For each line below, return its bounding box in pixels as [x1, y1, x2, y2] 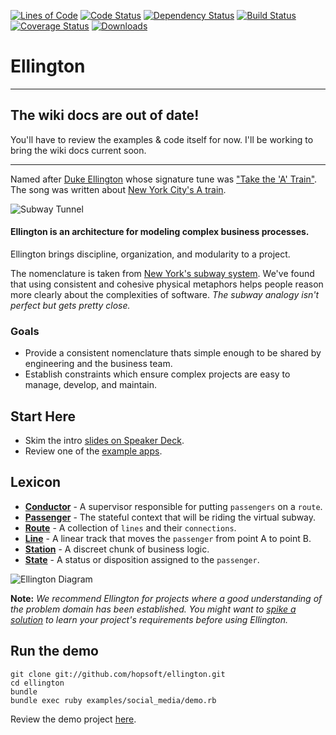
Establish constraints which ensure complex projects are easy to [24, 368, 291, 380]
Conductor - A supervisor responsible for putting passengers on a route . [24, 500, 323, 512]
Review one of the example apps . [24, 445, 163, 457]
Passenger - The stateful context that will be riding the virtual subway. [24, 511, 317, 523]
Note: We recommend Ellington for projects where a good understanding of [10, 592, 323, 604]
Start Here [10, 408, 77, 425]
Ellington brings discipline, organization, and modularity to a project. [10, 248, 291, 260]
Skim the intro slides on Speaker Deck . [24, 435, 185, 447]
